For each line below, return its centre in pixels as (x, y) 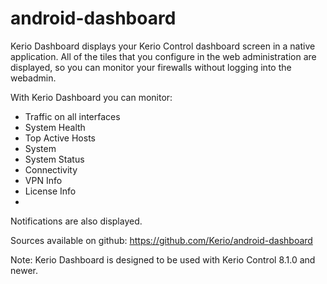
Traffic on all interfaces (72, 116)
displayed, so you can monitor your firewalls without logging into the (151, 67)
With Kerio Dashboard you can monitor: (91, 97)
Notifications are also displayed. (76, 221)
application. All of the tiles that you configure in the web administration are (163, 56)
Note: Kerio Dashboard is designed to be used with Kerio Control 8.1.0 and (163, 259)
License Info (50, 191)
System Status (54, 159)
